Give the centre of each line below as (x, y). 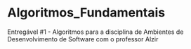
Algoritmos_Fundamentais (86, 13)
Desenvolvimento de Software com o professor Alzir (83, 39)
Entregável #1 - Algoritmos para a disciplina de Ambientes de (95, 32)
